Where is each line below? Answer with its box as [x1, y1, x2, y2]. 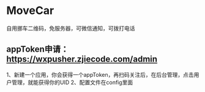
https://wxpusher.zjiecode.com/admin [6, 54, 158, 65]
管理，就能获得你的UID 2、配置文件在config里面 [11, 79, 133, 86]
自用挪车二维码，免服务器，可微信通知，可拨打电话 [6, 24, 135, 32]
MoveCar [6, 4, 54, 18]
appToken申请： [6, 44, 69, 55]
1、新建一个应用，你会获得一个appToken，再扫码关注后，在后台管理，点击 [6, 71, 194, 78]
